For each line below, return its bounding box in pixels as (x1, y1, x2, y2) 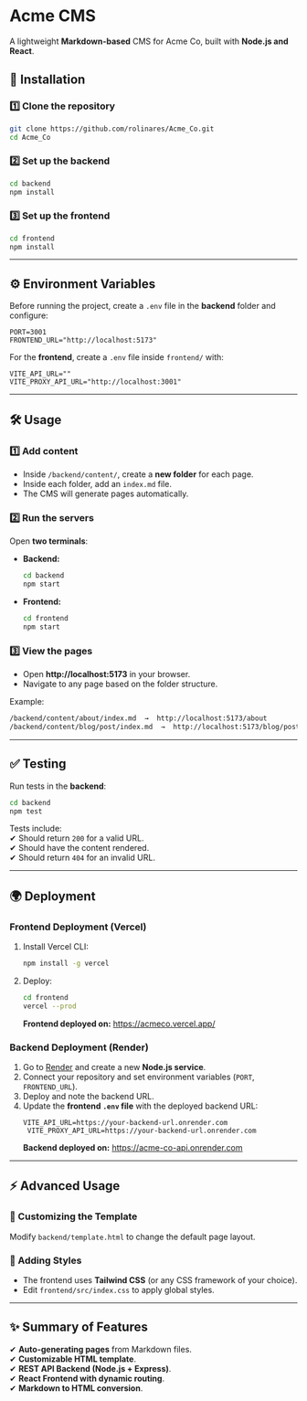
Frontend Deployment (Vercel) (9, 920, 147, 933)
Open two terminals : (9, 536, 89, 547)
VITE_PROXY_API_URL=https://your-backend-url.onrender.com (26, 1126, 257, 1135)
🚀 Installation (9, 72, 86, 88)
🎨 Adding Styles (9, 1254, 82, 1267)
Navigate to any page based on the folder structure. (22, 678, 218, 690)
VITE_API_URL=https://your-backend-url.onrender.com (22, 1118, 228, 1127)
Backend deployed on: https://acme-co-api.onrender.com (22, 1141, 244, 1152)
